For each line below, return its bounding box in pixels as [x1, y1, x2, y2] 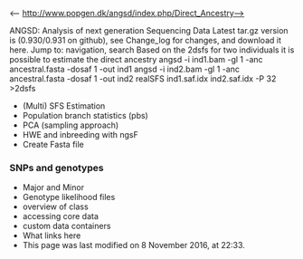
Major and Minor [22, 182, 84, 193]
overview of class [22, 201, 89, 212]
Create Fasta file [22, 139, 84, 149]
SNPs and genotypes [9, 161, 104, 174]
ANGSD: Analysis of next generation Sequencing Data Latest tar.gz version [9, 25, 289, 35]
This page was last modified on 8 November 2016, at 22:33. [22, 240, 246, 251]
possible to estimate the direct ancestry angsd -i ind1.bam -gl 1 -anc [9, 54, 264, 64]
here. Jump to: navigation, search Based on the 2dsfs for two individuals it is [9, 44, 295, 55]
